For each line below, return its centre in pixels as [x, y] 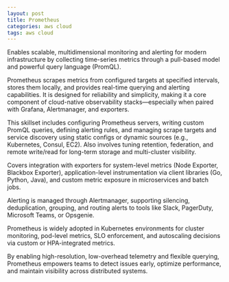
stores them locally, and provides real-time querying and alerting [98, 87]
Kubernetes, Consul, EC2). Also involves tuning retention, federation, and [110, 144]
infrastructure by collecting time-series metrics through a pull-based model [114, 60]
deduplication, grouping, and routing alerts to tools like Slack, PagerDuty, [110, 208]
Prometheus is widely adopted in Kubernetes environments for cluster [106, 228]
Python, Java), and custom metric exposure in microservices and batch [108, 180]
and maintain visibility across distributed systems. [77, 271]
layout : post [26, 13]
